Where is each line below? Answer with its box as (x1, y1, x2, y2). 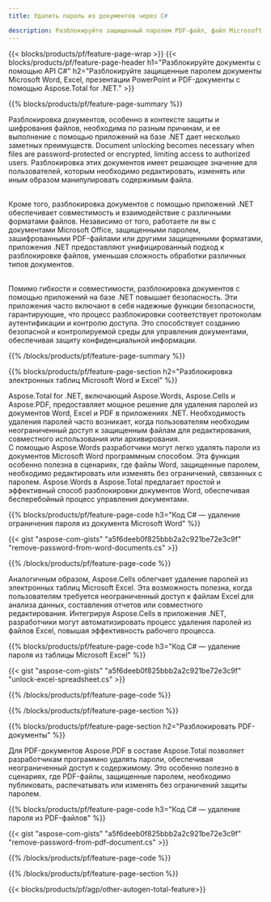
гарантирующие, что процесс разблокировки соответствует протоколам (8, 309, 261, 319)
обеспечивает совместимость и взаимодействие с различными (8, 207, 231, 217)
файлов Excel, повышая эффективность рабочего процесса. (8, 625, 216, 636)
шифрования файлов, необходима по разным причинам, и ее (8, 123, 221, 133)
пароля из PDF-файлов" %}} (8, 813, 107, 823)
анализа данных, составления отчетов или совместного (8, 600, 204, 610)
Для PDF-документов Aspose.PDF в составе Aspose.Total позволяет (8, 746, 245, 755)
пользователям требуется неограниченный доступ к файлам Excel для (8, 591, 254, 601)
